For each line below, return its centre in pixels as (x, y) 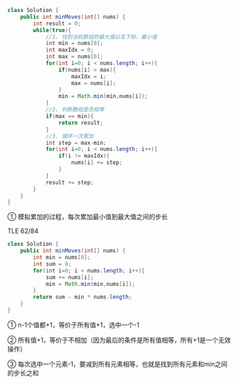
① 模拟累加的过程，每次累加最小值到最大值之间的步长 (88, 217)
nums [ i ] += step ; (97, 163)
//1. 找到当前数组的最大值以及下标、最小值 (101, 37)
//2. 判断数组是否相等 (75, 110)
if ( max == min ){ (69, 116)
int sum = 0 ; (52, 264)
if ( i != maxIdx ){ (84, 156)
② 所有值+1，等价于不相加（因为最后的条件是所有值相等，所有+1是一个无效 (119, 340)
